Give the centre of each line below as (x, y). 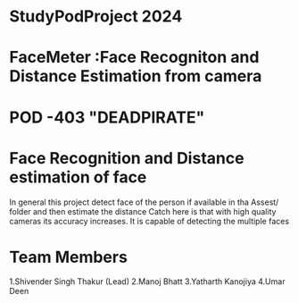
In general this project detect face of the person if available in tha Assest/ (144, 202)
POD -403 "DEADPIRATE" (107, 117)
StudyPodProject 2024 (96, 17)
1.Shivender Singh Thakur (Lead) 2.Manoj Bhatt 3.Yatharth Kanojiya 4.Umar (147, 282)
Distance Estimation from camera (136, 76)
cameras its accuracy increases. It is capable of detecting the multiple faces (149, 221)
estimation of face (78, 177)
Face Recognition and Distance (127, 158)
